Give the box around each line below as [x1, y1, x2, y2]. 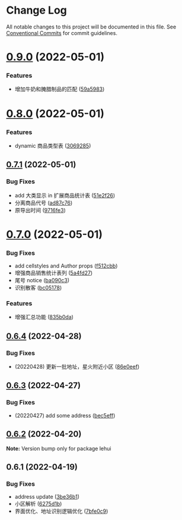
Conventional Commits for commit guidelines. [6, 29, 117, 36]
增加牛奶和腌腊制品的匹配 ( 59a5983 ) [14, 85, 105, 92]
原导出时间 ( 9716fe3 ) [14, 206, 66, 213]
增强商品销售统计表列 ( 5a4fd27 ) [14, 269, 93, 276]
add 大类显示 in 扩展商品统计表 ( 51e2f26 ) [14, 192, 116, 199]
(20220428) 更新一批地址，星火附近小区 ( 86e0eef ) [14, 363, 140, 371]
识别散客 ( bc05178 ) [14, 284, 62, 291]
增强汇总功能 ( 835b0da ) [14, 314, 74, 321]
